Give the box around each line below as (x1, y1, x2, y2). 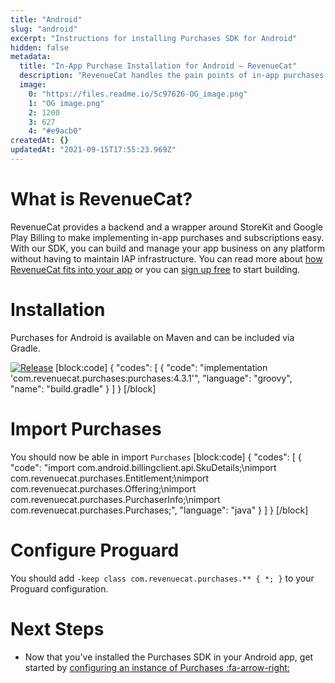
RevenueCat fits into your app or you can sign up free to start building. (10, 263, 301, 275)
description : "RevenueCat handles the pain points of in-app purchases (19, 71, 325, 81)
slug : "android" (10, 24, 78, 34)
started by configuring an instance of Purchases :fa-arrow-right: (24, 661, 290, 673)
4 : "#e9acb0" (28, 126, 83, 136)
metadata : (10, 52, 52, 62)
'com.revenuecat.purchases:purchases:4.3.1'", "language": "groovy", (10, 372, 293, 384)
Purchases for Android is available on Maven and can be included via (10, 331, 295, 343)
